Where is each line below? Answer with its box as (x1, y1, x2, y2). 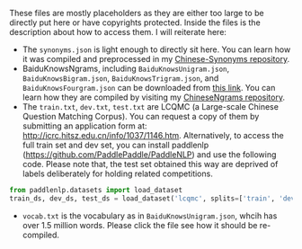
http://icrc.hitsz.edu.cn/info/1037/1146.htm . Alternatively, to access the (22, 130, 285, 140)
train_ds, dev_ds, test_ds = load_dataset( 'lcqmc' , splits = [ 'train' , (9, 193, 276, 203)
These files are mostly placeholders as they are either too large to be (9, 8, 264, 18)
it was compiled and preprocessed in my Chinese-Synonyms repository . (22, 54, 290, 64)
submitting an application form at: (22, 120, 147, 131)
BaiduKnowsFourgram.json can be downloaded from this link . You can (22, 83, 276, 93)
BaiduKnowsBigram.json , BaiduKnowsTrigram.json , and (22, 73, 219, 84)
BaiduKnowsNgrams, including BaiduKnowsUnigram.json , (22, 63, 230, 74)
